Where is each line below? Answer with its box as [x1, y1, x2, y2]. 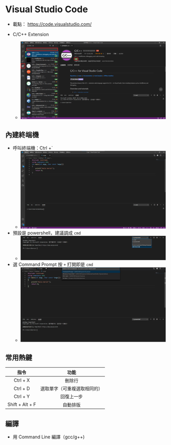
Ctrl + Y [13, 393, 30, 399]
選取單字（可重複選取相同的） [40, 385, 103, 392]
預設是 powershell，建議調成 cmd [12, 230, 81, 236]
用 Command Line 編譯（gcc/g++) [12, 434, 85, 440]
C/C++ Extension [12, 31, 49, 37]
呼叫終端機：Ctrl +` [12, 145, 53, 151]
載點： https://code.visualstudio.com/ [12, 21, 92, 27]
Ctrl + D [13, 385, 30, 392]
